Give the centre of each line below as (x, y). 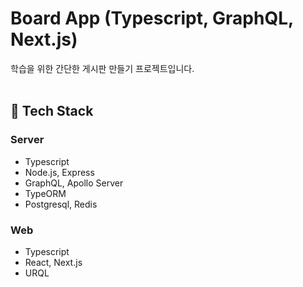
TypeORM (45, 193)
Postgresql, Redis (61, 204)
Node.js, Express (59, 172)
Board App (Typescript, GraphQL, (152, 18)
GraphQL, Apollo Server (74, 183)
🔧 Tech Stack (52, 111)
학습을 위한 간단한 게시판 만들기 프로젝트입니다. (102, 68)
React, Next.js (53, 262)
